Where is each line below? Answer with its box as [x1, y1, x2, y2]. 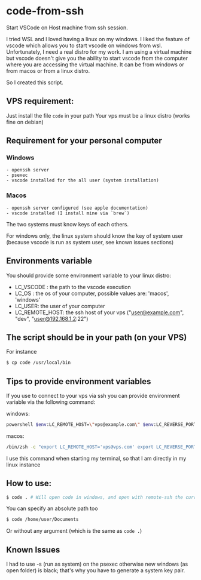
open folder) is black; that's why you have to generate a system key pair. [6, 567, 185, 574]
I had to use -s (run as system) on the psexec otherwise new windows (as [6, 560, 188, 568]
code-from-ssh [6, 4, 84, 18]
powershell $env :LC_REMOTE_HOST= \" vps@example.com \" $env [6, 422, 154, 428]
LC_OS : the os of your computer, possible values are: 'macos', [14, 290, 169, 297]
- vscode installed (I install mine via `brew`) [6, 210, 130, 216]
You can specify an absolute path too [6, 505, 98, 512]
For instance [6, 348, 37, 355]
